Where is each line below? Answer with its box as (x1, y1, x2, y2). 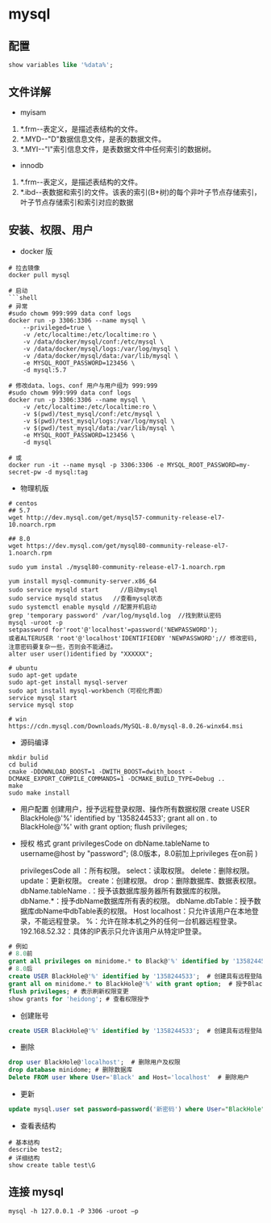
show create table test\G (8, 1161, 95, 1169)
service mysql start (8, 694, 78, 702)
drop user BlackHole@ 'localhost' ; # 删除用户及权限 (8, 1058, 181, 1067)
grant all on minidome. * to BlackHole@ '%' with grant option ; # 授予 (8, 980, 248, 988)
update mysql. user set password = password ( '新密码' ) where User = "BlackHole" (8, 1105, 265, 1113)
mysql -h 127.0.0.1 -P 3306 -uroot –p (8, 1207, 139, 1215)
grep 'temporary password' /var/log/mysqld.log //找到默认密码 (8, 611, 222, 619)
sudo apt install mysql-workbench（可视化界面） (8, 686, 167, 695)
